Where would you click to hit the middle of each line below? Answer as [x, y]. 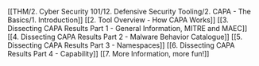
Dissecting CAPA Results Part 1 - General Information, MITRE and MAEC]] [128, 28]
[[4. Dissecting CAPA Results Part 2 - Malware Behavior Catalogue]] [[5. [125, 37]
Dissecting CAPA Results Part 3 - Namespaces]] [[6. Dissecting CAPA [121, 45]
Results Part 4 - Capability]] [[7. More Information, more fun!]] [108, 54]
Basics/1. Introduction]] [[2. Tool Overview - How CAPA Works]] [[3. [118, 20]
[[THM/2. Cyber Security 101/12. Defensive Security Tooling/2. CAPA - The [129, 12]
